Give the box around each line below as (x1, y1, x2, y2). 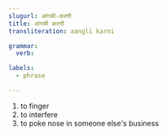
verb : (15, 50, 35, 58)
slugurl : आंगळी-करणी (8, 11, 72, 20)
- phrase (15, 72, 46, 80)
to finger (20, 101, 50, 111)
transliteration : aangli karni (8, 27, 115, 35)
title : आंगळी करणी (8, 20, 64, 28)
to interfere (20, 109, 59, 119)
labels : (8, 64, 35, 72)
